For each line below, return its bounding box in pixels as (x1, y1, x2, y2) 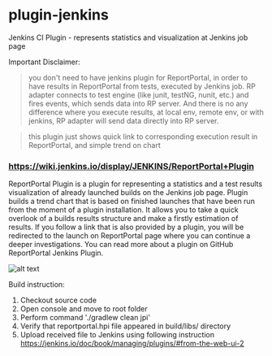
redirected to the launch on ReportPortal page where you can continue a (8, 231, 251, 241)
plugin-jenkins (8, 6, 110, 24)
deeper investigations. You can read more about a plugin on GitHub (8, 240, 234, 250)
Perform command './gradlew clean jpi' (19, 313, 151, 323)
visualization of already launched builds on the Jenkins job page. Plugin (8, 188, 248, 198)
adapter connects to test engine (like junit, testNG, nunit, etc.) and (28, 89, 249, 99)
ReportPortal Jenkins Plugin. (8, 248, 104, 258)
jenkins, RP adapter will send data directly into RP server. (28, 115, 219, 125)
